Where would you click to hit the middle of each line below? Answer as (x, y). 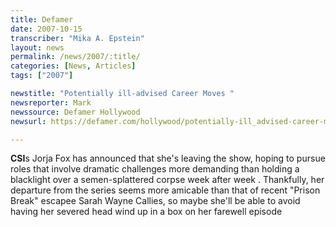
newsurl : (28, 121)
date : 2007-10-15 (46, 29)
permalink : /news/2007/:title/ (75, 57)
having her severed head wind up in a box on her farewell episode (146, 212)
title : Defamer (42, 19)
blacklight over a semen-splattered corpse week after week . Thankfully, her (167, 180)
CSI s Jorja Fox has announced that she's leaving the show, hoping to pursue (168, 158)
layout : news (37, 47)
